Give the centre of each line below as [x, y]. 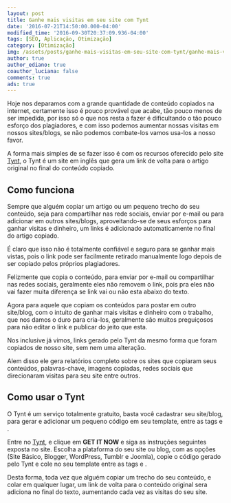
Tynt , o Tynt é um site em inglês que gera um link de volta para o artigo [108, 161]
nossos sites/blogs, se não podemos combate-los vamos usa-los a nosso [111, 133]
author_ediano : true [37, 65]
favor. [15, 140]
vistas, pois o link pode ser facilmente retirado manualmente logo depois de [114, 256]
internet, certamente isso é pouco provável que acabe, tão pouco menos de [114, 111]
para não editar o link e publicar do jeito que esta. [77, 327]
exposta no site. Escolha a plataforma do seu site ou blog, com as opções [111, 449]
